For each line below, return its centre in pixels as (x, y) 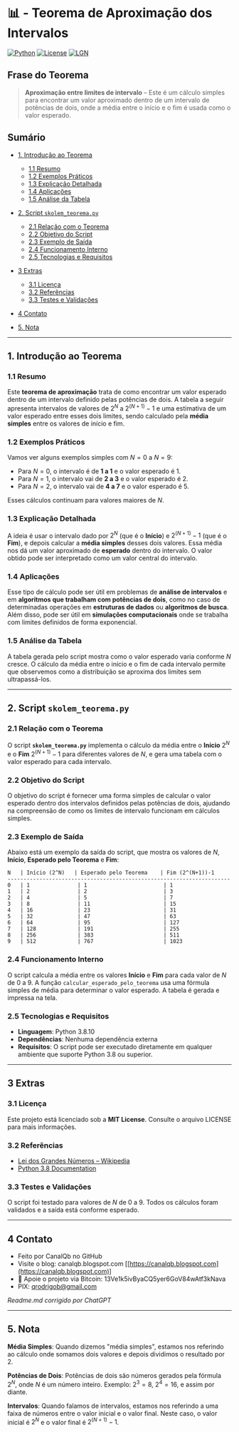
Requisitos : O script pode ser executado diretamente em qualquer (115, 1046)
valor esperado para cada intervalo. (60, 761)
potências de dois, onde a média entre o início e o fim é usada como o (128, 108)
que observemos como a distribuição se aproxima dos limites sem (104, 671)
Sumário (27, 138)
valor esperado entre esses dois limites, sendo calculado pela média (108, 416)
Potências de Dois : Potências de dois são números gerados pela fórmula (115, 1375)
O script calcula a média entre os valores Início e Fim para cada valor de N (117, 975)
